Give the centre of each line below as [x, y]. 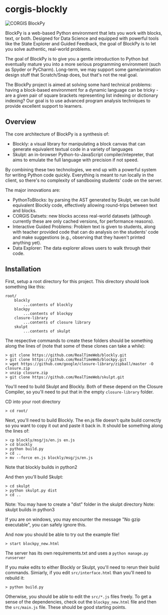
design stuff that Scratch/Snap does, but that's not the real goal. [71, 75]
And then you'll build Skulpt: [34, 476]
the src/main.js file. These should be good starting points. [66, 607]
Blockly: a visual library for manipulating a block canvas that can [79, 144]
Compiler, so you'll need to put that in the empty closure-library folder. [79, 392]
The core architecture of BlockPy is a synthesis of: [57, 134]
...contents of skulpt [47, 331]
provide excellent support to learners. [44, 106]
